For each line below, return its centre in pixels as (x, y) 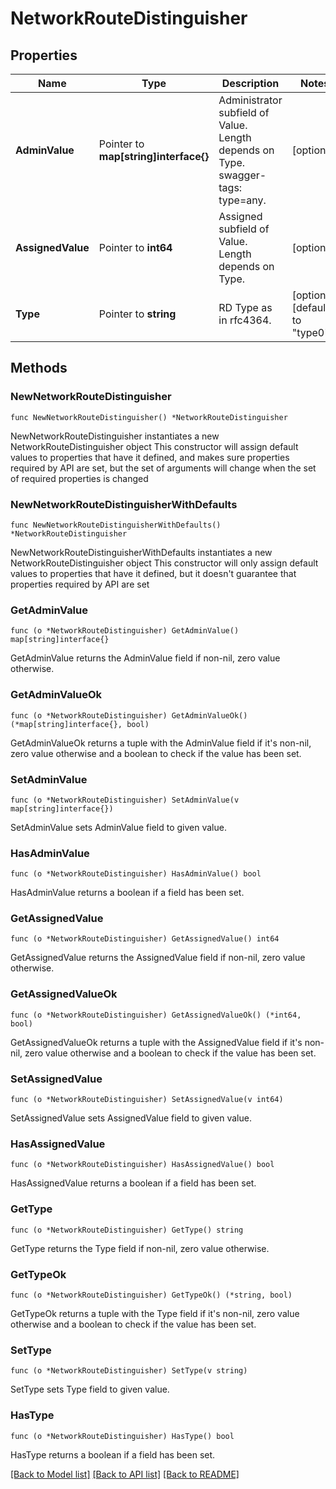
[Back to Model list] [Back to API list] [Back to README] (125, 1474)
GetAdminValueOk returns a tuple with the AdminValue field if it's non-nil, (161, 743)
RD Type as (245, 307)
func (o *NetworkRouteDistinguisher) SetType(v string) (129, 1371)
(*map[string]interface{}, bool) (80, 724)
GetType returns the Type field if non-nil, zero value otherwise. (140, 1248)
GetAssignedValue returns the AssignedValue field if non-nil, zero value (158, 958)
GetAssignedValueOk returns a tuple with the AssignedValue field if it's (156, 1042)
